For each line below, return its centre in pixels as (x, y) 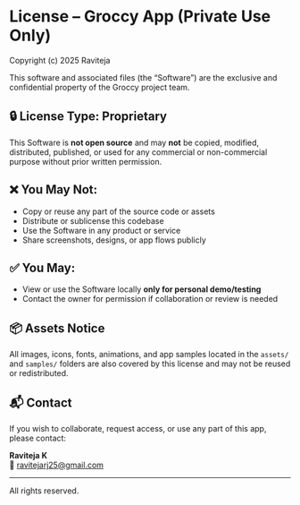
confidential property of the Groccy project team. (100, 87)
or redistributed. (39, 373)
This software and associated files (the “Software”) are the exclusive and (143, 77)
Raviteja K (28, 455)
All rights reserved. (44, 491)
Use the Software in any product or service (101, 230)
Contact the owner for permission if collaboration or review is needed (150, 299)
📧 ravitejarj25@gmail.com (57, 465)
